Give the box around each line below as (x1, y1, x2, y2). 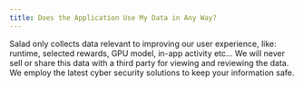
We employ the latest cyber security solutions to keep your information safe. (9, 67, 295, 78)
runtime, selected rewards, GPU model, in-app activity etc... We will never (9, 47, 286, 59)
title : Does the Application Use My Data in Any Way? (9, 13, 218, 23)
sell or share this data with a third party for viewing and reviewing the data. (9, 57, 289, 68)
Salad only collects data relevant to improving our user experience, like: (9, 38, 277, 49)
